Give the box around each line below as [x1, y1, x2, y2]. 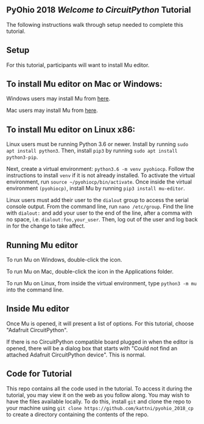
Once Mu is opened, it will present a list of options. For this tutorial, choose [6, 319, 194, 327]
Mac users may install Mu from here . [6, 106, 99, 114]
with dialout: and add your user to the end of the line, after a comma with [6, 209, 192, 217]
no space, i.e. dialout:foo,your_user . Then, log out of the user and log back [6, 216, 198, 223]
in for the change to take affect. [6, 222, 85, 230]
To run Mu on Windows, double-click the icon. [6, 256, 122, 263]
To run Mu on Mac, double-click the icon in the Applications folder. [6, 268, 174, 276]
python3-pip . [6, 153, 38, 161]
